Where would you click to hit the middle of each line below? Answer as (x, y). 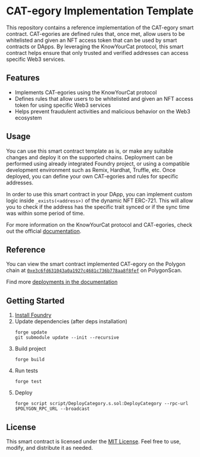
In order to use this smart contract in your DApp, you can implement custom (99, 194)
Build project (30, 349)
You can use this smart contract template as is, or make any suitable (90, 151)
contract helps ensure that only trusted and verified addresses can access (97, 53)
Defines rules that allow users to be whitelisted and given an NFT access (104, 98)
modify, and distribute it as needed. (50, 448)
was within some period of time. (46, 213)
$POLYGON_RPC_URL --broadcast (52, 409)
